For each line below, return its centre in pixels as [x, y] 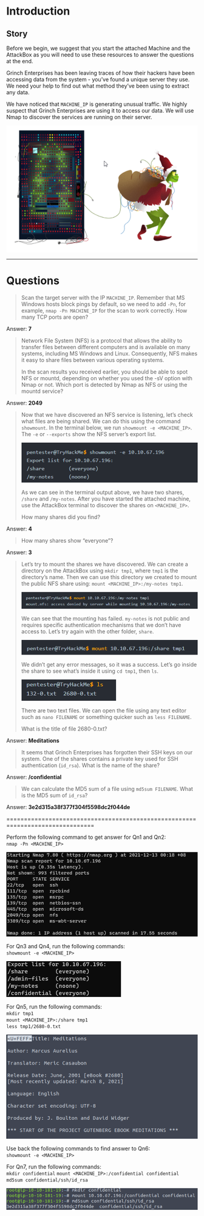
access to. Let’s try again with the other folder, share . [87, 631]
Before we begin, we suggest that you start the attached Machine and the [98, 48]
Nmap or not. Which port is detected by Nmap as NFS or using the [104, 384]
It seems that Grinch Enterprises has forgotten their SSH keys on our [107, 752]
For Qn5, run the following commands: [54, 1007]
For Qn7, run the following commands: [54, 1167]
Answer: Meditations [33, 741]
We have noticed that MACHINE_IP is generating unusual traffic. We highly [97, 104]
